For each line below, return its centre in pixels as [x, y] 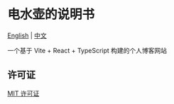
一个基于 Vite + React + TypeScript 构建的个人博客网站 [87, 50]
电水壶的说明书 [51, 15]
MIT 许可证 [23, 93]
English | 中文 [27, 35]
